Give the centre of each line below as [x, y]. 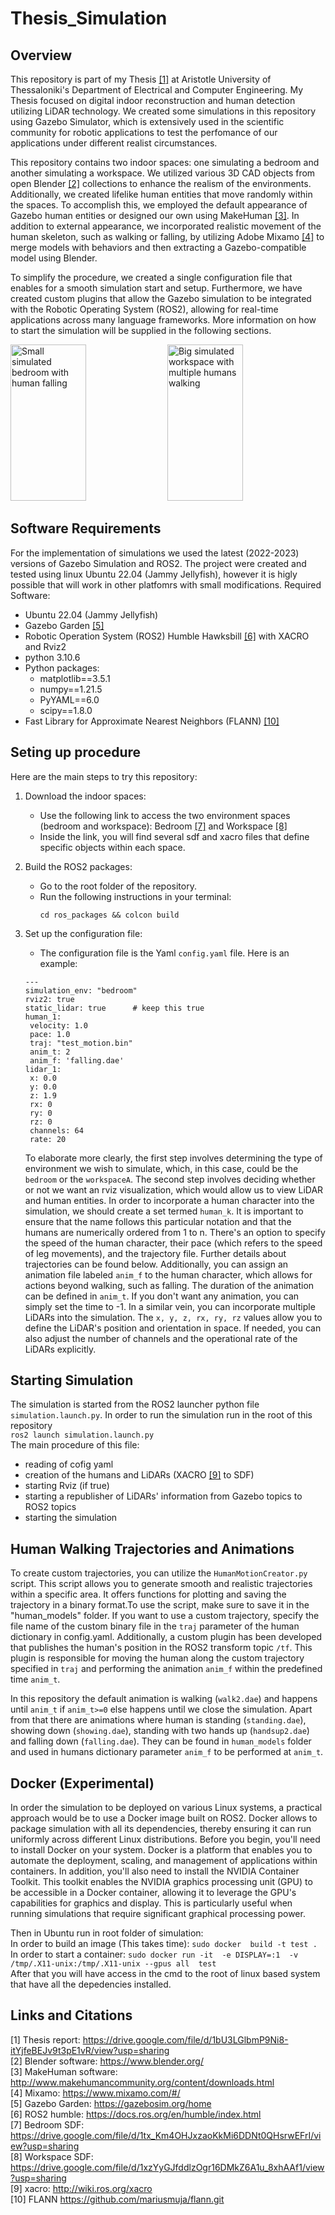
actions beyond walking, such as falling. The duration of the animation [169, 1285]
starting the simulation [71, 1518]
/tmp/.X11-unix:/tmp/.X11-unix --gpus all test [113, 1964]
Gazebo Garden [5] [64, 625]
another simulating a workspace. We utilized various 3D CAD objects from [163, 173]
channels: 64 [56, 1130]
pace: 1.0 [50, 1034]
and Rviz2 [45, 646]
